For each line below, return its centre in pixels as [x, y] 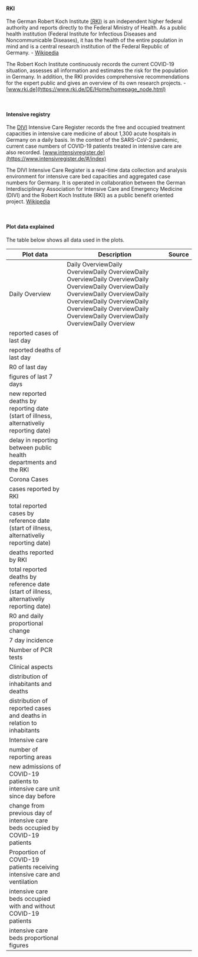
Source [179, 254]
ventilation [24, 881]
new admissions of [35, 766]
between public [30, 447]
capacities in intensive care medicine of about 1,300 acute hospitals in [91, 134]
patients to [24, 781]
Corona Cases [29, 479]
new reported [28, 393]
